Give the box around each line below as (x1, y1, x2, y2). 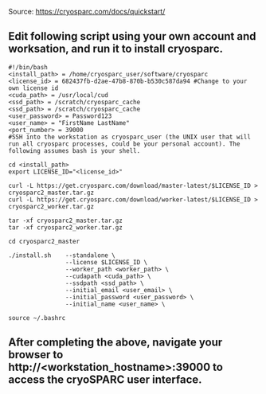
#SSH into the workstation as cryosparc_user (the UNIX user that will (8, 133, 251, 141)
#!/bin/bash (8, 63, 48, 71)
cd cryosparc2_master (8, 237, 80, 245)
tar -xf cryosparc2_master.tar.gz (8, 217, 123, 224)
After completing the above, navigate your (8, 336, 223, 349)
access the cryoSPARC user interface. (8, 373, 202, 387)
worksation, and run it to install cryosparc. (8, 42, 224, 56)
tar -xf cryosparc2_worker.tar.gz (8, 223, 123, 232)
